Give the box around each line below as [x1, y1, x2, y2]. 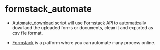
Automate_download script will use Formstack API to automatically [12, 20, 147, 25]
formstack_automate [5, 3, 92, 15]
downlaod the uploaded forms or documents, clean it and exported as [12, 25, 153, 30]
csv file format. [12, 30, 43, 36]
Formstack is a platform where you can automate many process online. [12, 39, 156, 45]
